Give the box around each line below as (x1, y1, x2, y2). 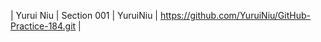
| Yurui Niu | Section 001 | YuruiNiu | (10, 10, 159, 21)
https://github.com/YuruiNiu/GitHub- (159, 10, 311, 21)
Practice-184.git (10, 20, 77, 32)
